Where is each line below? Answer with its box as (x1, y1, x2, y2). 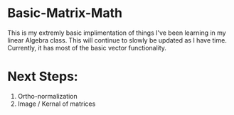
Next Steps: (7, 69, 78, 84)
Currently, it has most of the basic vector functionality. (7, 43, 167, 52)
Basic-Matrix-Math (7, 5, 123, 21)
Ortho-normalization (17, 92, 78, 100)
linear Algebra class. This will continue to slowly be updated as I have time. (7, 35, 228, 44)
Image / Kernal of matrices (17, 99, 96, 108)
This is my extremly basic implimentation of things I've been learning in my (7, 28, 226, 37)
